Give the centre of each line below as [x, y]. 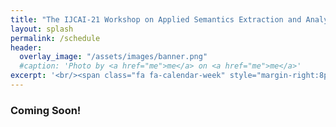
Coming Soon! [46, 110]
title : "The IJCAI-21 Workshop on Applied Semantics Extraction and [156, 19]
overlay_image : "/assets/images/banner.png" [113, 57]
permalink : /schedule [55, 38]
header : [26, 47]
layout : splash [42, 29]
